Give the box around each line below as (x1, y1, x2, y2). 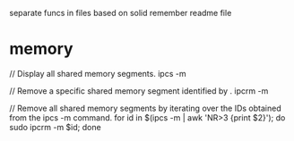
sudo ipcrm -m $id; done (9, 121, 101, 132)
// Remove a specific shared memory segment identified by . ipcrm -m (9, 85, 269, 96)
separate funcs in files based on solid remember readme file (9, 8, 232, 18)
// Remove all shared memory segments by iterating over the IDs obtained (9, 103, 281, 113)
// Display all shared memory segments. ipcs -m (9, 68, 186, 79)
